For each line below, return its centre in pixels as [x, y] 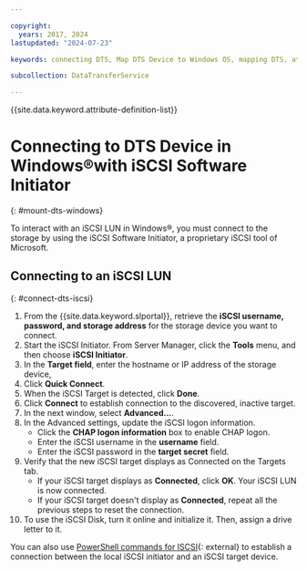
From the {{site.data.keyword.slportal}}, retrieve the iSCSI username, [153, 316]
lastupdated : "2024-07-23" [61, 43]
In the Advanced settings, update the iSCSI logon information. [139, 422]
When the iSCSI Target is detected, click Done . [112, 393]
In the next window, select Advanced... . [98, 412]
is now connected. [72, 490]
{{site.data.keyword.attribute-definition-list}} [94, 109]
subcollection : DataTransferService [80, 76]
